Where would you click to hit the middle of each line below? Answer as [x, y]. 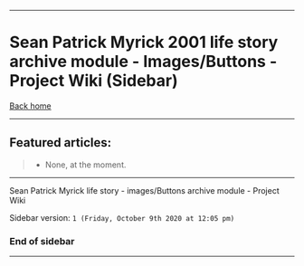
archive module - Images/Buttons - [143, 62]
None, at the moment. [85, 165]
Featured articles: [61, 142]
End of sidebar [42, 241]
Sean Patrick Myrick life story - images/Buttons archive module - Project [144, 190]
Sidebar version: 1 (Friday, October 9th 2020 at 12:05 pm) [122, 217]
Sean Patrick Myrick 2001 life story [144, 43]
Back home [30, 106]
